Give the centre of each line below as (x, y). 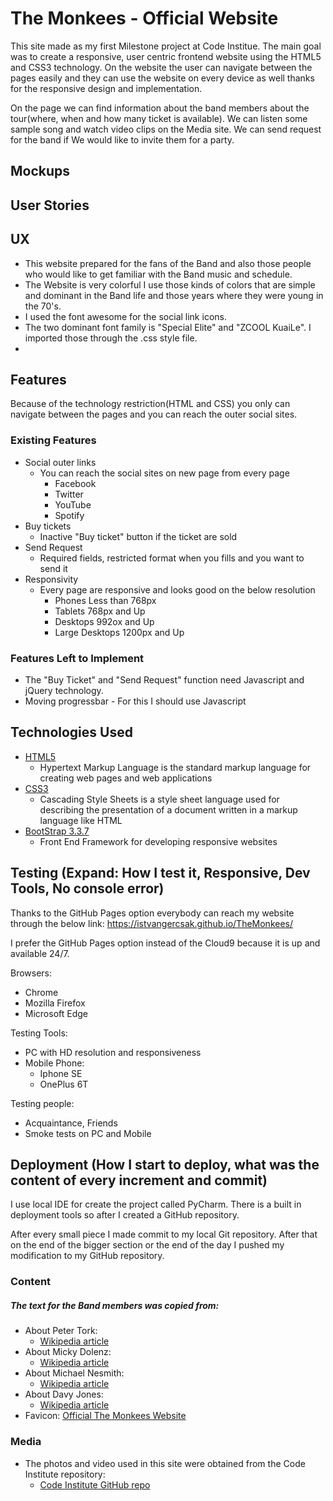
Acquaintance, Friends (71, 1123)
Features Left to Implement (77, 658)
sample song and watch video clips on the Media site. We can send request (166, 129)
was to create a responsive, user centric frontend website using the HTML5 (166, 56)
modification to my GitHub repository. (87, 1256)
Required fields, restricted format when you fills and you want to (172, 558)
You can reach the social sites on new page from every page (164, 473)
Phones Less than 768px (105, 600)
